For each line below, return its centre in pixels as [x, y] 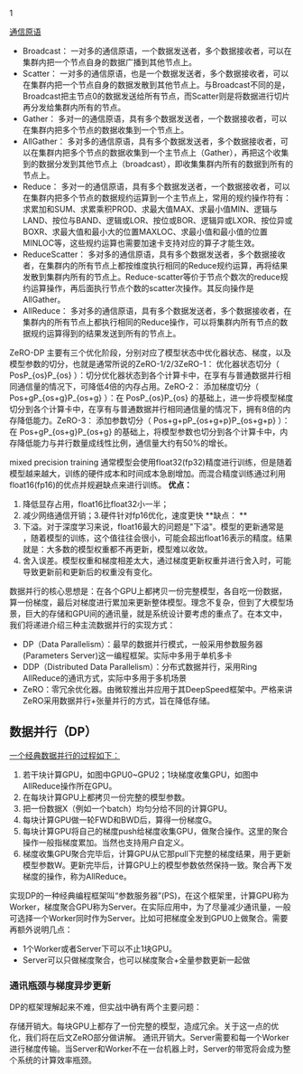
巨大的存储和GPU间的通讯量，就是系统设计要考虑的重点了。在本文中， [156, 613]
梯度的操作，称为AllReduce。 [77, 876]
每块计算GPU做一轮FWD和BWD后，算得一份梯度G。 [119, 820]
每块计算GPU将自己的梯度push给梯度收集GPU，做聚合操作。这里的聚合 [155, 831]
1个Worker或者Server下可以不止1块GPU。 [100, 948]
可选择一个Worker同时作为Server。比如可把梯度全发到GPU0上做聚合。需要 [149, 918]
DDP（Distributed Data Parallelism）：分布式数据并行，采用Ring [140, 667]
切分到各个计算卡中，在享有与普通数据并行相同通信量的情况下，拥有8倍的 [146, 409]
